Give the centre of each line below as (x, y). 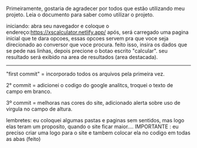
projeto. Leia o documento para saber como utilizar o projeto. (80, 15)
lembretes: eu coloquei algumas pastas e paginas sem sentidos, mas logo (95, 120)
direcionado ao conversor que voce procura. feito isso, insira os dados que (97, 44)
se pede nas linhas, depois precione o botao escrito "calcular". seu (87, 51)
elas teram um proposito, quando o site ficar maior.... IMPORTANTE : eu (92, 126)
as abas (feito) (23, 139)
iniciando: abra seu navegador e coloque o (58, 26)
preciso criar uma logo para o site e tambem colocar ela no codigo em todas (98, 133)
